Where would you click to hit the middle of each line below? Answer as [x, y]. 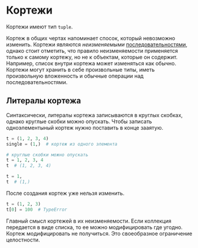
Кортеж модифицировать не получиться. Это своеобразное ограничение [99, 233]
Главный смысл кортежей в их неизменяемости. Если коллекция [89, 221]
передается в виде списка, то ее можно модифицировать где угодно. [95, 227]
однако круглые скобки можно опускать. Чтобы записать [79, 121]
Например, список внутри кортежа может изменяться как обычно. [91, 63]
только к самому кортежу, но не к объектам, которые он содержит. [92, 57]
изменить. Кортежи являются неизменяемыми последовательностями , [97, 44]
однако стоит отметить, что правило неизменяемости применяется [92, 50]
